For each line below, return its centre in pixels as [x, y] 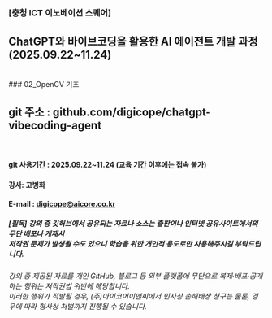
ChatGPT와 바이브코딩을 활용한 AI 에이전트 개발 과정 [133, 42]
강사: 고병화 [27, 185]
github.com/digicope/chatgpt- [132, 113]
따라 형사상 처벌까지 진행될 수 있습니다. [85, 307]
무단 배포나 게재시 [37, 233]
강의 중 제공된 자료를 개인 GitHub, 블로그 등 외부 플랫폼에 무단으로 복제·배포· [129, 276]
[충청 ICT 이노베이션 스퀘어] [60, 12]
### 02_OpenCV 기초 [44, 84]
